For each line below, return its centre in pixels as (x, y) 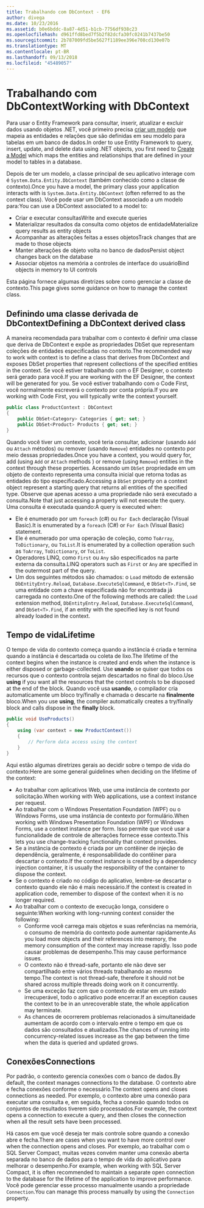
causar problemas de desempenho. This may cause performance (105, 952)
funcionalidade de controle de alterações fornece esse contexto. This (102, 835)
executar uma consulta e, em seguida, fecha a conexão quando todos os (97, 1102)
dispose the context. (41, 874)
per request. (30, 802)
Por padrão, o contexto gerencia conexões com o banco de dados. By (93, 1076)
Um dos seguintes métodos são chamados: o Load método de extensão (104, 577)
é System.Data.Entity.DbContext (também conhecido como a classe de (96, 180)
